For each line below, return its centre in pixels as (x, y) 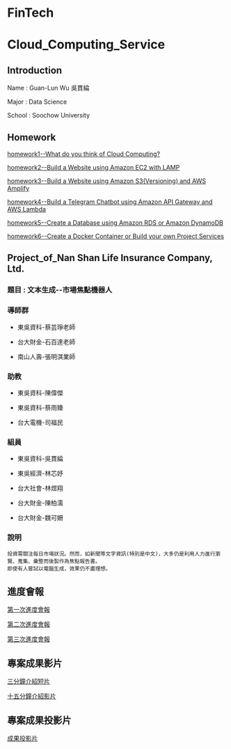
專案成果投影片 (39, 720)
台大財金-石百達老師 (46, 342)
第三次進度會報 (29, 639)
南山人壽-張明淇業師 (46, 356)
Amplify (18, 188)
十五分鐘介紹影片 (32, 696)
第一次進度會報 (29, 610)
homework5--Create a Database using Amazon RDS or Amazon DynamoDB (115, 223)
